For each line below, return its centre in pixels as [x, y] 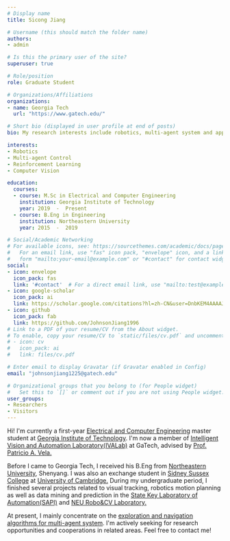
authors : [20, 38]
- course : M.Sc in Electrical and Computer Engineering [94, 196]
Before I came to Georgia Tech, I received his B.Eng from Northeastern [107, 466]
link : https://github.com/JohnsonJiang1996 [76, 323]
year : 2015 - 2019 [49, 228]
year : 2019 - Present [53, 208]
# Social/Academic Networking [50, 240]
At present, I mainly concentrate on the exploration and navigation [100, 516]
